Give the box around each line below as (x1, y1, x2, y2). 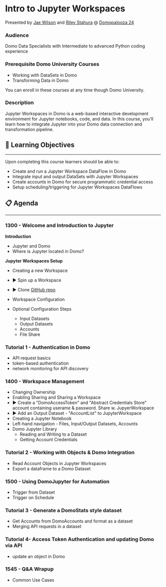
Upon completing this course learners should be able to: (5, 158, 120, 164)
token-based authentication (12, 360, 69, 366)
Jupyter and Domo (12, 243, 51, 249)
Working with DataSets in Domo (12, 72, 78, 78)
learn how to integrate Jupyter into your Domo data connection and (5, 121, 142, 127)
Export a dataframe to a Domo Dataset (12, 465, 91, 471)
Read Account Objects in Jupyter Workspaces (12, 460, 107, 466)
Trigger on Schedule (12, 494, 54, 500)
